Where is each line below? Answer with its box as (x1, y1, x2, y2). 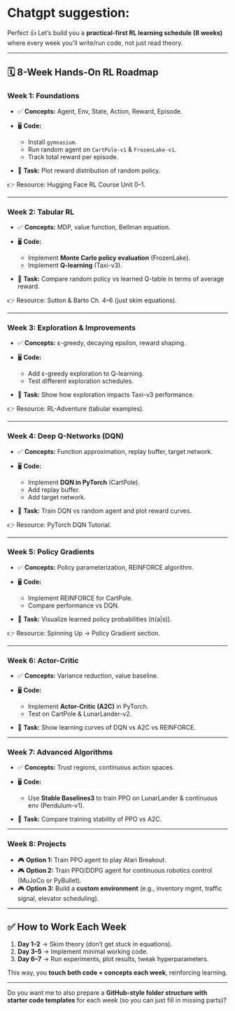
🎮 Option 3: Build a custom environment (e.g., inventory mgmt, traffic (17, 884, 222, 892)
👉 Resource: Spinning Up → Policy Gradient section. (7, 629, 161, 637)
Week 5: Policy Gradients (7, 547, 94, 557)
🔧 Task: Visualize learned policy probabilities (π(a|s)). (17, 615, 172, 623)
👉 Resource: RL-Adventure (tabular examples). (7, 405, 145, 413)
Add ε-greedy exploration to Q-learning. (27, 370, 144, 378)
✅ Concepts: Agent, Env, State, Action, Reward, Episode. (17, 107, 183, 115)
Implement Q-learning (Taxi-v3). (27, 261, 122, 269)
